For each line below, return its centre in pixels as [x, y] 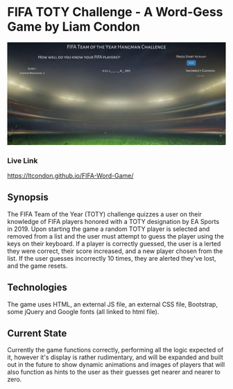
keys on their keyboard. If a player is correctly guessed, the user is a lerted [114, 243]
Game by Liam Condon [74, 27]
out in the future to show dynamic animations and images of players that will [116, 365]
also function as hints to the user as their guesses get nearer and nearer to [114, 372]
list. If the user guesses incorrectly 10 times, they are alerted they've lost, [112, 258]
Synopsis [28, 197]
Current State [37, 333]
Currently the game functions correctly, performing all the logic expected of [115, 350]
